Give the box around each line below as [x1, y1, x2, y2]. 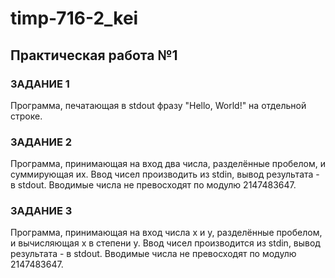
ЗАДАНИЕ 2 [10, 135, 72, 149]
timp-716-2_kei [10, 7, 139, 30]
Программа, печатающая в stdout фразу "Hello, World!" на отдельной [10, 99, 307, 111]
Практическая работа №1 [10, 47, 178, 64]
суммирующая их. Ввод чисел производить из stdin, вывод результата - [10, 168, 320, 181]
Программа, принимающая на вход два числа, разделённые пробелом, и [10, 158, 326, 170]
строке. [10, 110, 43, 122]
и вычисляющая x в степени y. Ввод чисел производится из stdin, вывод [10, 237, 321, 249]
